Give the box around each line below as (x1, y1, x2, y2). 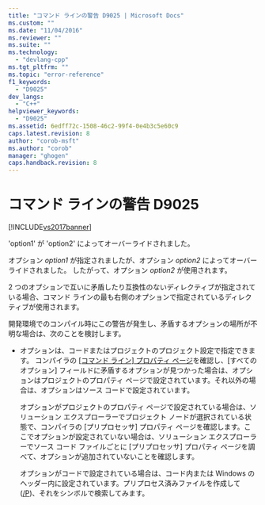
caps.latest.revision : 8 (8, 129, 90, 137)
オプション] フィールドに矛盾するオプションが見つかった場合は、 (19, 365, 233, 375)
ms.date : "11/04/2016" (8, 26, 83, 34)
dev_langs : (8, 93, 44, 101)
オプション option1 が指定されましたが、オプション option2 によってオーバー (8, 255, 258, 266)
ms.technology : (8, 48, 59, 56)
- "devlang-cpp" (15, 56, 69, 64)
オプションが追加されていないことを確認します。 (40, 452, 199, 461)
